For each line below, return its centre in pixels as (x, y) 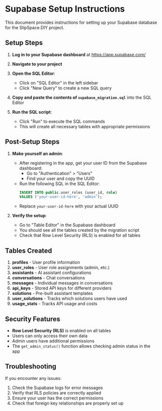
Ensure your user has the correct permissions (57, 398)
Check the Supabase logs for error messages (57, 388)
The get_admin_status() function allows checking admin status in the (81, 346)
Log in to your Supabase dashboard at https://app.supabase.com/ (79, 54)
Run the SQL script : (32, 112)
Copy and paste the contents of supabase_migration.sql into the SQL (82, 97)
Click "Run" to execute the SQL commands (62, 121)
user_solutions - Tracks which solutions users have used (69, 299)
